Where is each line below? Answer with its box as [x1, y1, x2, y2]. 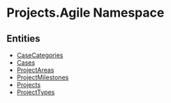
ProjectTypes [16, 88, 55, 96]
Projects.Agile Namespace [6, 5, 165, 21]
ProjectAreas [16, 66, 54, 74]
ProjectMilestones [16, 73, 69, 81]
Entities [6, 33, 40, 45]
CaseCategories [16, 51, 64, 59]
